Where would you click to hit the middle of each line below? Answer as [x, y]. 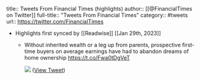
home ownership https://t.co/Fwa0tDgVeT [77, 58]
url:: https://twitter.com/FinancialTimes [55, 21]
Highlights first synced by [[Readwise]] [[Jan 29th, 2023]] [88, 33]
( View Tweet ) [49, 70]
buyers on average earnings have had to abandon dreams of [112, 51]
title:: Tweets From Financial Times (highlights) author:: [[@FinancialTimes [99, 9]
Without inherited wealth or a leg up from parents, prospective [102, 45]
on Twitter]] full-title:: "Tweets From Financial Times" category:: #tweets [97, 15]
